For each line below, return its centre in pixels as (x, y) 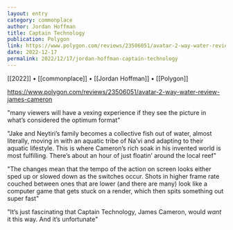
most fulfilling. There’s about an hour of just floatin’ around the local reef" (112, 155)
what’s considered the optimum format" (64, 120)
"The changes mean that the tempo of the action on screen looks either (109, 169)
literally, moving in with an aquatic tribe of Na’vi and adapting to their (105, 141)
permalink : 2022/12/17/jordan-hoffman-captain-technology (93, 59)
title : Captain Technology (46, 33)
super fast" (23, 198)
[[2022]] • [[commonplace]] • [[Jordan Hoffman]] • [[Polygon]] (98, 78)
